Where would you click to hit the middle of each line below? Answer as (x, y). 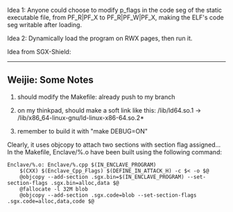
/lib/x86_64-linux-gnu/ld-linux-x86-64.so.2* (80, 117)
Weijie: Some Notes (50, 80)
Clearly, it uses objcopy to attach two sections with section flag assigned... (114, 145)
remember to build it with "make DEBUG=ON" (82, 131)
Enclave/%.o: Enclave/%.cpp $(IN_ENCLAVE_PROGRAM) (82, 165)
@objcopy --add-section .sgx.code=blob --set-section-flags (108, 195)
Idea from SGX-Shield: (39, 52)
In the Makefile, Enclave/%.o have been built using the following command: (114, 152)
